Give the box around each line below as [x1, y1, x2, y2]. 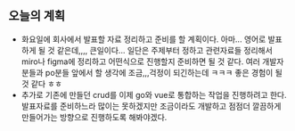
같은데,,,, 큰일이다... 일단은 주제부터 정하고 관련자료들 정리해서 [56, 45, 273, 55]
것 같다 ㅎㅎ [20, 78, 63, 89]
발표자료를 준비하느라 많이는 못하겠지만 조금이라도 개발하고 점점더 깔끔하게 [20, 101, 282, 111]
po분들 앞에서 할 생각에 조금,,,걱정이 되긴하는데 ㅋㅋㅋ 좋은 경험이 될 [45, 67, 283, 78]
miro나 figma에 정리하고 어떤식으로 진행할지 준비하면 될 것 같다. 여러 [20, 56, 260, 67]
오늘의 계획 [8, 8, 66, 24]
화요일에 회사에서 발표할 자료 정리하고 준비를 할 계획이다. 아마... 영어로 [20, 34, 266, 45]
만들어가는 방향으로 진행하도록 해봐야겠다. [20, 111, 168, 122]
